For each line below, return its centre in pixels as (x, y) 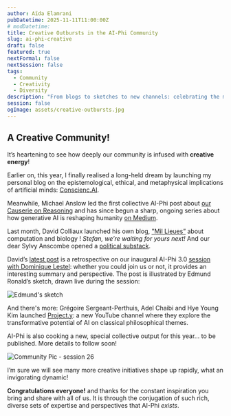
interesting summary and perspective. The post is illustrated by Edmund (109, 274)
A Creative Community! (58, 138)
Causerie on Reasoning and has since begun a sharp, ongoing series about (113, 210)
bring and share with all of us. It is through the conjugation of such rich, (108, 398)
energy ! (19, 161)
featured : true (29, 52)
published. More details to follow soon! (62, 343)
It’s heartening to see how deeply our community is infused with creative (111, 154)
